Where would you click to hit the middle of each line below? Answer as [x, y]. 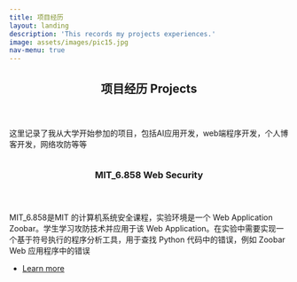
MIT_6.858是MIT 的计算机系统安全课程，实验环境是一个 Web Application [141, 217]
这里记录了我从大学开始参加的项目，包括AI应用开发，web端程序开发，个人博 [149, 133]
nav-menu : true [37, 51]
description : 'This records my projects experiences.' [113, 34]
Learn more [43, 269]
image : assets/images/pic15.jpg [69, 42]
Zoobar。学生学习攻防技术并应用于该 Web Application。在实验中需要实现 [143, 229]
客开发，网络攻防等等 [48, 144]
